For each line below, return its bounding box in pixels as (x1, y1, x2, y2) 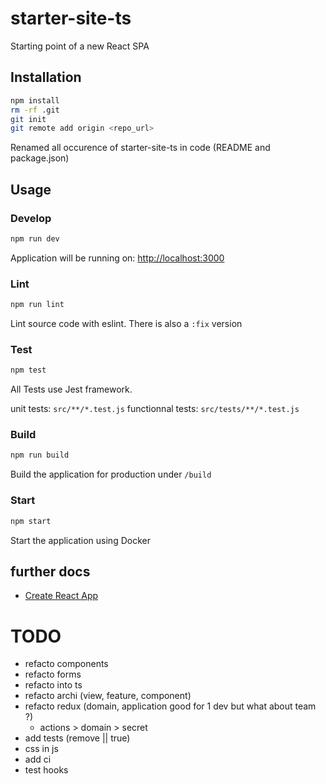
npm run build (10, 450, 70, 461)
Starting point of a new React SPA (10, 40, 150, 52)
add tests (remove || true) (24, 732, 131, 744)
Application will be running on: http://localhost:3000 (10, 252, 225, 264)
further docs (10, 563, 91, 580)
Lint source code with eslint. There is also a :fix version (10, 317, 243, 329)
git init (10, 114, 47, 124)
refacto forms (24, 668, 82, 681)
